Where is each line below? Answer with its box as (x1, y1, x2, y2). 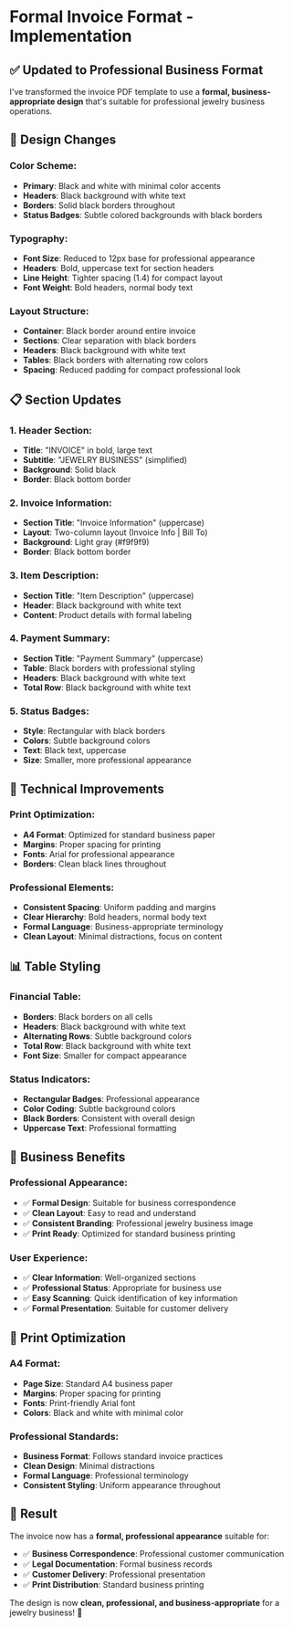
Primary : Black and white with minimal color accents (22, 180, 221, 191)
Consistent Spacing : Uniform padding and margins (22, 902, 216, 913)
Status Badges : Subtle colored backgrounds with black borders (22, 209, 263, 220)
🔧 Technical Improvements (9, 781, 164, 796)
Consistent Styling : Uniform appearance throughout (22, 1480, 221, 1491)
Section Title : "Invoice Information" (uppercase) (22, 518, 205, 529)
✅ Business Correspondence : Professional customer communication (22, 1548, 285, 1559)
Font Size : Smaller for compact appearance (22, 1050, 187, 1061)
